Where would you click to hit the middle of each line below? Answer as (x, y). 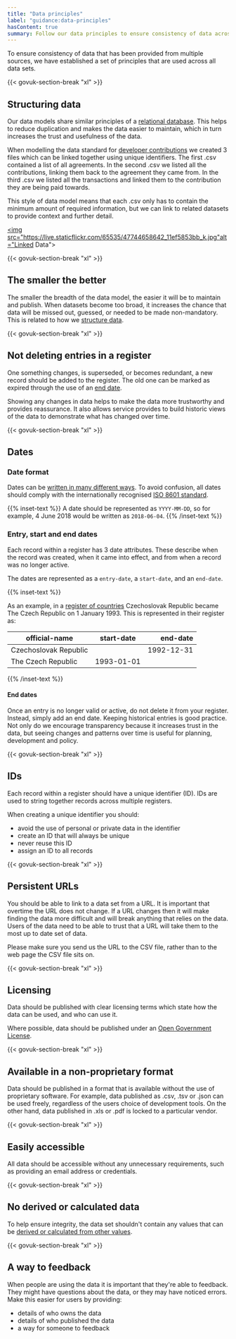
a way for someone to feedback (64, 1328)
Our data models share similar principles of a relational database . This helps (117, 121)
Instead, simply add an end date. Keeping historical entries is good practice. (117, 718)
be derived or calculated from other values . (70, 1231)
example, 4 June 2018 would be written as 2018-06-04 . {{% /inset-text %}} (115, 516)
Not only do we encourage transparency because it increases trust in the (113, 725)
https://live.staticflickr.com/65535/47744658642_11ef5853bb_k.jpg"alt (125, 237)
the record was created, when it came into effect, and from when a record (114, 557)
